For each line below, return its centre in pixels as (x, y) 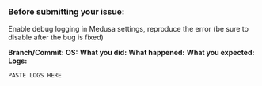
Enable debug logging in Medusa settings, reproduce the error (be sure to (129, 29)
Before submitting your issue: (66, 12)
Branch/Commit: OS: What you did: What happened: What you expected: (131, 53)
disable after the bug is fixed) (56, 37)
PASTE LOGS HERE (35, 76)
